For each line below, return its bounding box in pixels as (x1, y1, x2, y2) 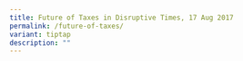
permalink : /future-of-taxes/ (9, 22, 125, 30)
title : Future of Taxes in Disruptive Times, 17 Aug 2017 (9, 13, 234, 22)
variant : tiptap (9, 30, 71, 39)
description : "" (9, 38, 71, 48)
